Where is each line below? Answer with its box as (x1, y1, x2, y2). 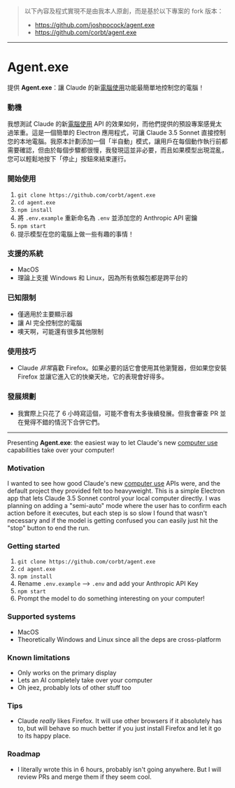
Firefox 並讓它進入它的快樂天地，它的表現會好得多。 (17, 372, 169, 381)
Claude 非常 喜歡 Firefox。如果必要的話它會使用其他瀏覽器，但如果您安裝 (17, 364, 227, 372)
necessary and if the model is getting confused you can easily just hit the (7, 516, 218, 525)
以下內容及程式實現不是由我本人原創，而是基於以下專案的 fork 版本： (24, 7, 224, 15)
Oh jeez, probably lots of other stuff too (17, 683, 131, 691)
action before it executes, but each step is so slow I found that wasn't (7, 509, 208, 517)
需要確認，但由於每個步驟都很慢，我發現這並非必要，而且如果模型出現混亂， (7, 146, 228, 155)
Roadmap (7, 749, 41, 759)
